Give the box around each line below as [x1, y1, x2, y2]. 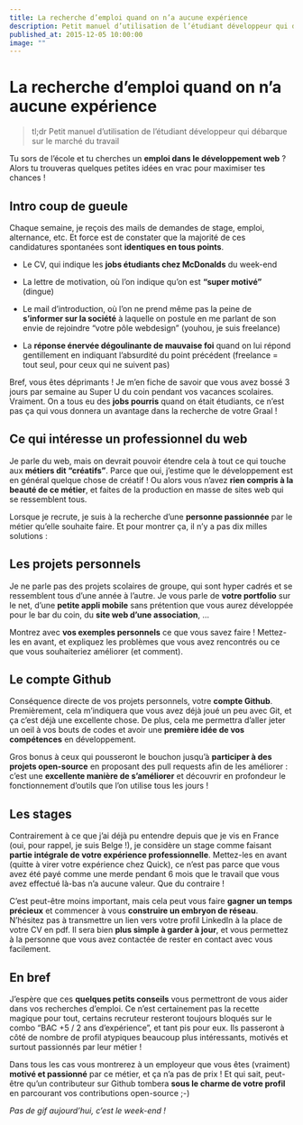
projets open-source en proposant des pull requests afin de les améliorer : [9, 761, 289, 772]
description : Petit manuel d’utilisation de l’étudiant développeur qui [9, 22, 289, 31]
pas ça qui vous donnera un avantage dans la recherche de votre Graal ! [9, 406, 278, 416]
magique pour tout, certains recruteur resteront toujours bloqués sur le [9, 1013, 272, 1024]
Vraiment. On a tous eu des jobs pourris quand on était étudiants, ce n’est [9, 396, 285, 407]
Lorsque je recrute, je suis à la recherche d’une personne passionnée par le [9, 511, 293, 522]
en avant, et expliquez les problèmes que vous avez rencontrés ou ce [22, 636, 280, 647]
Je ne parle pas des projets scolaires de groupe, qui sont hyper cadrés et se [9, 581, 293, 591]
